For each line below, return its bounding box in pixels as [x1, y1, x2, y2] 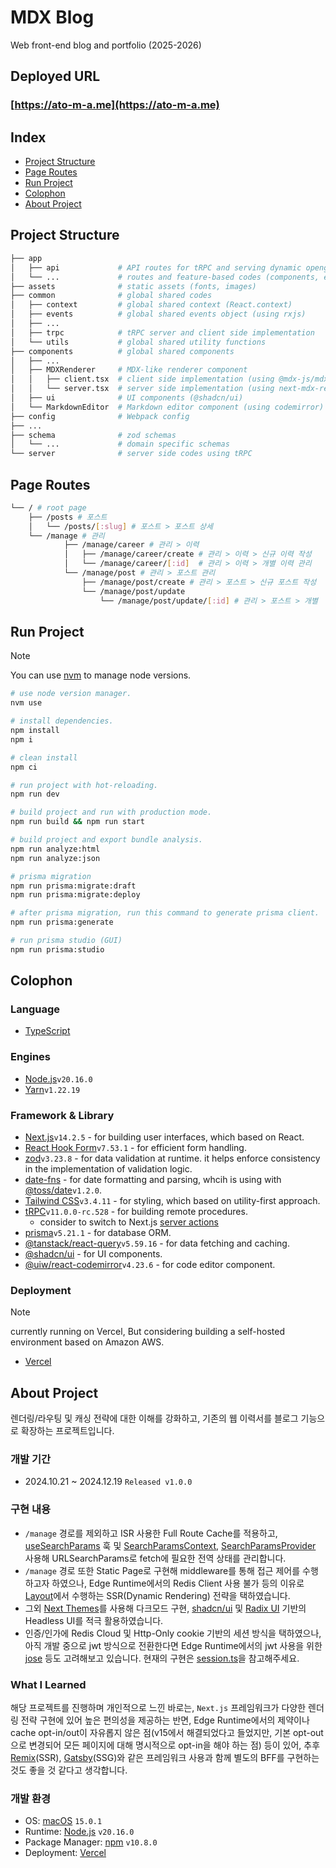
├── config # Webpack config [10, 411, 190, 421]
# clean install [10, 752, 78, 763]
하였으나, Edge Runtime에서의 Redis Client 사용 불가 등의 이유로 [51, 1577, 305, 1589]
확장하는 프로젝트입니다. [20, 1425, 115, 1437]
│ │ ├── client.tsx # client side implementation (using [10, 374, 275, 385]
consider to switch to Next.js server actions [39, 1216, 219, 1228]
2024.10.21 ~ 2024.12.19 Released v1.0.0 [24, 1476, 193, 1488]
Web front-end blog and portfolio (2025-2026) [10, 39, 202, 51]
